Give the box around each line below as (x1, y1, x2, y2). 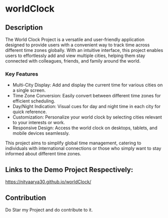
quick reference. (12, 109, 47, 115)
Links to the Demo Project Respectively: (5, 165, 134, 174)
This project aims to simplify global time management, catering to (5, 140, 141, 146)
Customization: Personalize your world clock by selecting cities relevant (12, 114, 162, 120)
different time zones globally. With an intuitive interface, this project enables (5, 47, 163, 53)
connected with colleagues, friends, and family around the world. (5, 58, 141, 64)
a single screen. (12, 87, 46, 93)
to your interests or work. (12, 120, 66, 126)
